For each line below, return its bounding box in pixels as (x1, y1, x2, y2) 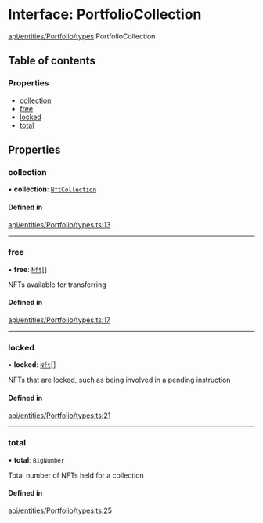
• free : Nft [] (8, 264, 48, 274)
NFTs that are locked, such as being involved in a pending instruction (8, 375, 231, 385)
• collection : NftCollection (8, 184, 97, 194)
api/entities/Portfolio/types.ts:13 (8, 220, 111, 229)
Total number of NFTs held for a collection (8, 470, 145, 480)
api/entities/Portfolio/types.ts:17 (8, 315, 111, 325)
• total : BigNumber (8, 455, 65, 464)
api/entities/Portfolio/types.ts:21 (8, 410, 111, 420)
